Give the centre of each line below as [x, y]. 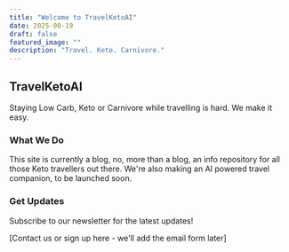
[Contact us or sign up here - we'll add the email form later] [118, 238]
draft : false [33, 34]
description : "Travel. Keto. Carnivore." [87, 51]
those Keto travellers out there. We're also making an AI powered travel [139, 169]
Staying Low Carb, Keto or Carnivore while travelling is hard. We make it [141, 107]
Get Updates [37, 201]
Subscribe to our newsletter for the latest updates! [101, 220]
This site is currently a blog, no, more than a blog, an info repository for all [144, 160]
